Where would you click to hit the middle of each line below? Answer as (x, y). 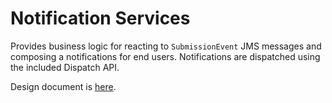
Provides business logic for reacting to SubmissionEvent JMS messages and (166, 46)
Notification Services (100, 18)
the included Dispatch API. (65, 67)
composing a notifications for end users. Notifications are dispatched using (165, 56)
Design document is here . (63, 86)
